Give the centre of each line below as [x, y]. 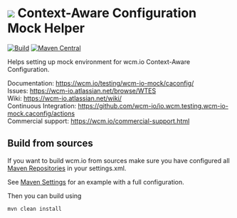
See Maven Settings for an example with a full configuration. [96, 182]
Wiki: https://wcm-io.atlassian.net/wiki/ [65, 98]
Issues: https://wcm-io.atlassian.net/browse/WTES [82, 90]
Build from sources [51, 144]
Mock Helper [46, 28]
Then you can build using [44, 196]
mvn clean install [35, 209]
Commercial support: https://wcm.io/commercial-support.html [99, 121]
